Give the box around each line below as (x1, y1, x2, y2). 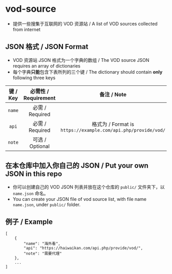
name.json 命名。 (12, 190, 49, 196)
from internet (12, 26, 41, 32)
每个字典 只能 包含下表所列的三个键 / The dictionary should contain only (12, 68, 163, 75)
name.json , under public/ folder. (12, 201, 81, 208)
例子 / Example (5, 217, 53, 226)
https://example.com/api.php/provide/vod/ (60, 127, 165, 133)
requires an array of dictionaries (12, 62, 81, 69)
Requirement (23, 94, 56, 101)
